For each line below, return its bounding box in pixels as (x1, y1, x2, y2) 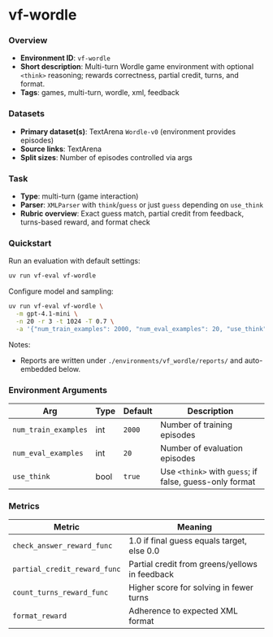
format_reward (12, 612, 67, 621)
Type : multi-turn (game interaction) (19, 191, 139, 201)
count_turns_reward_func (12, 588, 109, 597)
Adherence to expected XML (128, 605, 238, 617)
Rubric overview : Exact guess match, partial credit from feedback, (19, 209, 245, 219)
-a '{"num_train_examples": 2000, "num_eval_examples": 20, (15, 325, 223, 333)
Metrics (8, 500, 40, 512)
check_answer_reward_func (12, 541, 113, 551)
